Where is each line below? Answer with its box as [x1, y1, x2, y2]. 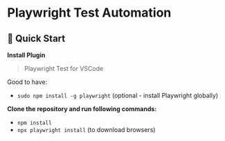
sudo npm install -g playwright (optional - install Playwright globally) [17, 92, 219, 99]
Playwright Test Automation [7, 5, 172, 21]
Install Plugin [7, 51, 46, 59]
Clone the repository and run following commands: [7, 105, 157, 113]
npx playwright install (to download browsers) [17, 126, 156, 133]
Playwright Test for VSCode [24, 65, 104, 72]
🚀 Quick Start [7, 33, 66, 44]
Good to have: [7, 78, 48, 86]
